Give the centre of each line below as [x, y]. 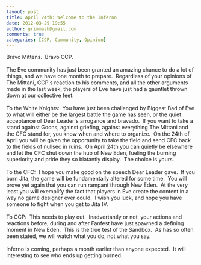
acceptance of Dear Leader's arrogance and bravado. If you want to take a [100, 121]
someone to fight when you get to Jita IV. [57, 204]
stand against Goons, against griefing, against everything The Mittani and [97, 127]
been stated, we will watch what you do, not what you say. [79, 236]
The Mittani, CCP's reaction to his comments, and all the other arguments [97, 83]
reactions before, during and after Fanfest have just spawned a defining [95, 223]
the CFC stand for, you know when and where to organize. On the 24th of [98, 134]
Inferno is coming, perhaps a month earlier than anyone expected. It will [96, 249]
